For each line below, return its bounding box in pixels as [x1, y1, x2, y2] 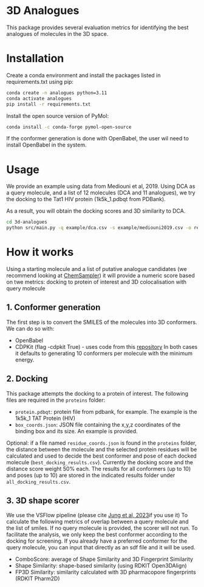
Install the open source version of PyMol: [6, 112, 109, 119]
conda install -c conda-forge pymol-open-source [6, 124, 132, 130]
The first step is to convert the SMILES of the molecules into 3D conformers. [6, 318, 197, 326]
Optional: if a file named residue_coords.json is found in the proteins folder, [6, 439, 197, 447]
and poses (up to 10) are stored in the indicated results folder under [6, 472, 175, 479]
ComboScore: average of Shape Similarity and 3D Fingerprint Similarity [15, 555, 193, 563]
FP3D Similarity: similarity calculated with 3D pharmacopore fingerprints [15, 569, 196, 576]
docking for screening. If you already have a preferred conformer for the [6, 537, 188, 544]
